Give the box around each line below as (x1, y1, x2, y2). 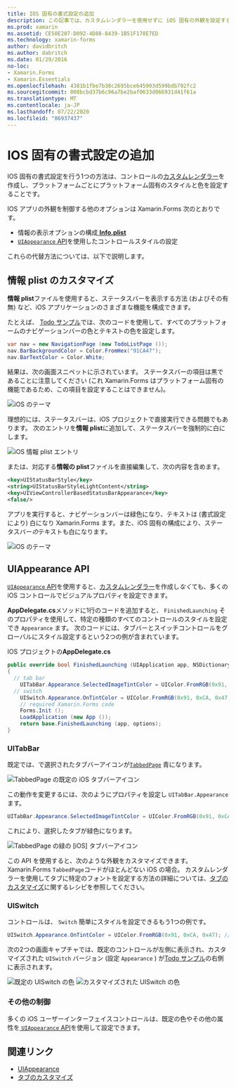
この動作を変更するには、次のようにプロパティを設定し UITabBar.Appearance (7, 790, 229, 798)
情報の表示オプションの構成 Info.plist (17, 228, 126, 236)
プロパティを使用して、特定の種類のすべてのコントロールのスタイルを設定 (13, 615, 228, 623)
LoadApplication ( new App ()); (20, 714, 112, 721)
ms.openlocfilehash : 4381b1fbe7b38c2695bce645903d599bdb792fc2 (7, 82, 197, 89)
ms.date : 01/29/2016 (7, 56, 68, 63)
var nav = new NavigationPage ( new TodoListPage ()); (7, 341, 169, 348)
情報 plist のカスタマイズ (7, 274, 114, 286)
